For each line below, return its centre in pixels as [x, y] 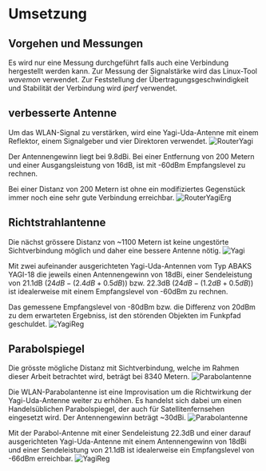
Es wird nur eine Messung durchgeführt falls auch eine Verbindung [119, 62]
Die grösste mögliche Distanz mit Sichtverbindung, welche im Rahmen [124, 368]
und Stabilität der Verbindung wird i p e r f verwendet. [93, 88]
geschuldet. [28, 324]
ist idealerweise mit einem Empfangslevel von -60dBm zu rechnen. [118, 291]
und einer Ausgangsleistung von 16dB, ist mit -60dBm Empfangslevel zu [127, 165]
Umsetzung [48, 14]
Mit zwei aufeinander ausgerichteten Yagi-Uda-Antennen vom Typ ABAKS [130, 265]
